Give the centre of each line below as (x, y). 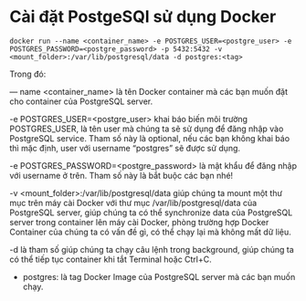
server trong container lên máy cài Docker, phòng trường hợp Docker (139, 222)
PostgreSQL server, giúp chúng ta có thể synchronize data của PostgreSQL (151, 213)
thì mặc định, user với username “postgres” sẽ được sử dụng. (125, 148)
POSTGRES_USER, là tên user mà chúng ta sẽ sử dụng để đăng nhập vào (147, 129)
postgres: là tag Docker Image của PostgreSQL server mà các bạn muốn (159, 276)
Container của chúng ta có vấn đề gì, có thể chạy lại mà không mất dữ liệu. (151, 232)
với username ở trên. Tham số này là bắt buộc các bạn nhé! (121, 175)
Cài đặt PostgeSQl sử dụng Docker (143, 17)
